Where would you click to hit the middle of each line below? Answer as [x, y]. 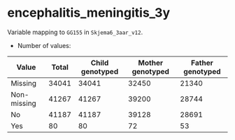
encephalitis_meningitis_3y [89, 13]
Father [202, 63]
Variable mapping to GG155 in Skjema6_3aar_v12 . [75, 32]
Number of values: [44, 45]
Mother [150, 63]
